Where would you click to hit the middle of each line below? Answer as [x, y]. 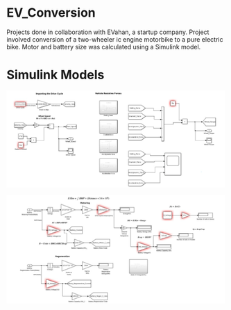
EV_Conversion [51, 13]
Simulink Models [55, 75]
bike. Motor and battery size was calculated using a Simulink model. [104, 47]
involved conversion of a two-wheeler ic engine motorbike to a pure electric [115, 39]
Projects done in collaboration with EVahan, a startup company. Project [108, 32]
